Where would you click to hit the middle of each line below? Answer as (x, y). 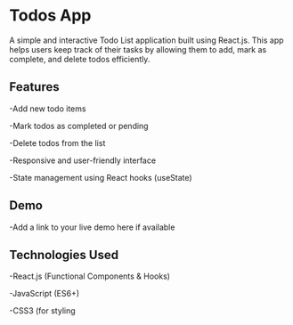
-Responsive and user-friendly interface (83, 160)
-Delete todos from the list (57, 142)
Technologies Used (64, 255)
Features (34, 87)
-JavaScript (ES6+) (45, 294)
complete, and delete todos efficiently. (80, 59)
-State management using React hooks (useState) (101, 177)
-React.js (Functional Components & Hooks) (90, 276)
